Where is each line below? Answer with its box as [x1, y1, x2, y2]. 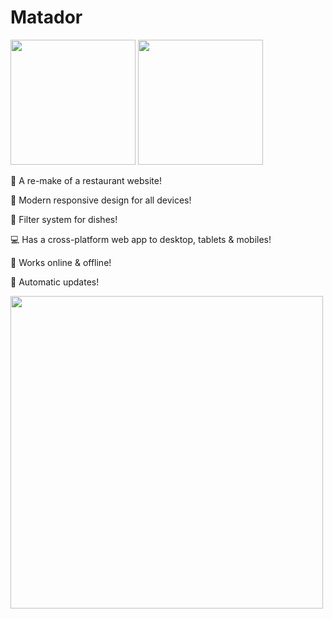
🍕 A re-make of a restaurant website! [10, 174, 162, 186]
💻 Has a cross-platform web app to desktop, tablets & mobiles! [10, 233, 272, 245]
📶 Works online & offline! [10, 256, 112, 268]
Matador [10, 6, 83, 29]
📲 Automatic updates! [10, 276, 100, 288]
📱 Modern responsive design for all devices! [10, 194, 192, 206]
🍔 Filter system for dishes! [10, 213, 118, 225]
